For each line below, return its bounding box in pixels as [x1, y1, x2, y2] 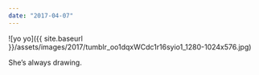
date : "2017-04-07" [8, 11, 74, 20]
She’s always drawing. [8, 57, 82, 67]
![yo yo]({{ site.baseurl [8, 34, 83, 43]
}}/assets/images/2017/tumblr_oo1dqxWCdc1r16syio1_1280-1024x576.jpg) [8, 41, 252, 52]
